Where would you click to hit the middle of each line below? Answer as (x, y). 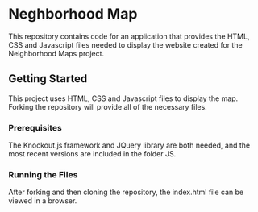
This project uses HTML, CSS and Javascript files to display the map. (123, 98)
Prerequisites (35, 127)
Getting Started (48, 79)
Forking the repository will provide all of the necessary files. (108, 106)
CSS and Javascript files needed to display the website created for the (126, 44)
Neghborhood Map (73, 14)
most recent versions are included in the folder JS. (92, 154)
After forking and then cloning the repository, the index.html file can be (126, 192)
